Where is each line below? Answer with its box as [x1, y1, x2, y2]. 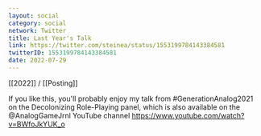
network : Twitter [8, 26, 67, 34]
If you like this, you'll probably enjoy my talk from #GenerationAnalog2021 [8, 94, 254, 103]
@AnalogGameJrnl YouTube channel [8, 110, 130, 120]
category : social [8, 19, 67, 27]
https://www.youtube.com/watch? [131, 110, 245, 120]
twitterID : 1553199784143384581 [8, 49, 117, 57]
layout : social [8, 11, 60, 20]
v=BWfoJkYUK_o [8, 119, 66, 129]
